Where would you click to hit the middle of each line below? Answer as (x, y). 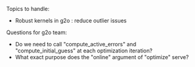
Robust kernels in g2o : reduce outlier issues (71, 20)
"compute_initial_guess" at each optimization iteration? (84, 51)
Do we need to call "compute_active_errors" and (76, 44)
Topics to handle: (28, 9)
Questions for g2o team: (37, 32)
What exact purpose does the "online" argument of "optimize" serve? (102, 57)
